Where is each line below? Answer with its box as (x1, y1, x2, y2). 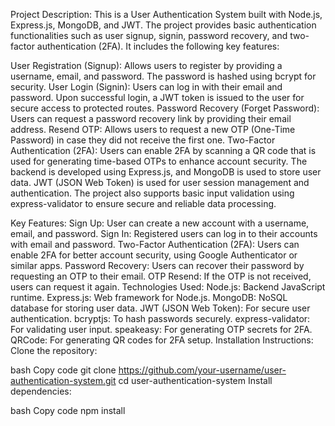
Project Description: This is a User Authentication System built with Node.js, (10, 9, 323, 20)
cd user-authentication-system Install (118, 375, 273, 386)
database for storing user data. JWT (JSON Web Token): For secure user (10, 302, 311, 314)
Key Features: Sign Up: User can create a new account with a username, (10, 217, 310, 229)
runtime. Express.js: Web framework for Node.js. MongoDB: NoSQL (10, 292, 288, 303)
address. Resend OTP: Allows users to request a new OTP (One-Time (10, 124, 296, 135)
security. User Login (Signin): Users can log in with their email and (10, 81, 283, 93)
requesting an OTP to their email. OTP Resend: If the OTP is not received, (10, 270, 312, 282)
